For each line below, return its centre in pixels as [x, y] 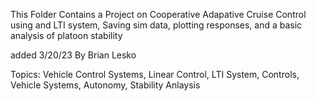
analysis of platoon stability [66, 35]
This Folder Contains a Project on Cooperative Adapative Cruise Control [158, 14]
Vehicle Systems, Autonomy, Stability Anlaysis [105, 85]
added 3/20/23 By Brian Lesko [73, 55]
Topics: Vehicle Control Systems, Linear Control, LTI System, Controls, [155, 74]
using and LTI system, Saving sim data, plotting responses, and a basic [156, 25]
